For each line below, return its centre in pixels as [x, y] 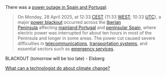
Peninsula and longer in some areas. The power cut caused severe [86, 38]
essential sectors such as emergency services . [66, 49]
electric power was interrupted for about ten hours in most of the [85, 33]
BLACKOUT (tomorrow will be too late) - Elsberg [55, 58]
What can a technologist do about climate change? [58, 68]
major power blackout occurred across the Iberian [69, 22]
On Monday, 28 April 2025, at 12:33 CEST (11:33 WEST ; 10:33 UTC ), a [89, 17]
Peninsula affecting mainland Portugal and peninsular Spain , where [87, 27]
